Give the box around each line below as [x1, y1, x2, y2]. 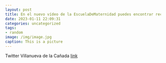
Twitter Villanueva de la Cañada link [5, 53, 78, 59]
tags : [5, 26, 16, 31]
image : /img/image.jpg [5, 35, 52, 40]
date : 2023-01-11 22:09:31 [5, 16, 61, 21]
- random [5, 30, 23, 35]
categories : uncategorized [5, 21, 61, 26]
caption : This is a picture [5, 39, 63, 44]
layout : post [5, 7, 32, 12]
